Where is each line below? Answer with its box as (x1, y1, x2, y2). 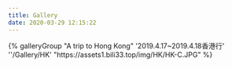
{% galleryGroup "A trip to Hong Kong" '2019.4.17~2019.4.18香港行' (8, 41, 225, 51)
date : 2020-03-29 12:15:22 (8, 19, 97, 26)
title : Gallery (8, 11, 58, 19)
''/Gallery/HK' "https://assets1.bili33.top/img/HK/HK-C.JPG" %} (8, 50, 213, 59)
